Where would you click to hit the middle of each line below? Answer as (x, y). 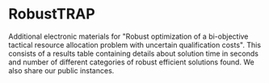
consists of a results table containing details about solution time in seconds (133, 53)
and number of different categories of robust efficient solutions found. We (131, 62)
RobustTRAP (52, 14)
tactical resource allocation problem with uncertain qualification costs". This (134, 44)
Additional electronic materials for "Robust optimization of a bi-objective (128, 36)
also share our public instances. (61, 70)
